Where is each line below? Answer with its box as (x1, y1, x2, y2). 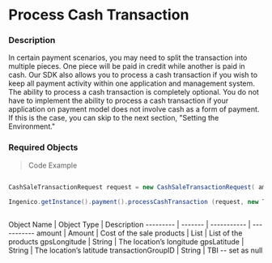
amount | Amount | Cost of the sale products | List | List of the (36, 228, 243, 238)
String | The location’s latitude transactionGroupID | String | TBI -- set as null (8, 245, 263, 255)
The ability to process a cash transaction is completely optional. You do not (8, 87, 259, 97)
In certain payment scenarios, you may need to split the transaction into (8, 53, 248, 62)
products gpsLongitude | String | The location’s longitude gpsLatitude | (8, 236, 244, 246)
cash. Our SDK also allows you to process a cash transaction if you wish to (8, 70, 257, 80)
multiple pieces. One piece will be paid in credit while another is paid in (8, 62, 245, 71)
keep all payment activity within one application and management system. (8, 78, 255, 88)
